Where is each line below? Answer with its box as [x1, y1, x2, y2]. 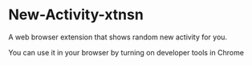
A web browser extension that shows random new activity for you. [8, 32, 227, 42]
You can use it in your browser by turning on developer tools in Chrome [8, 47, 245, 57]
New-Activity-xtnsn [8, 6, 144, 24]
